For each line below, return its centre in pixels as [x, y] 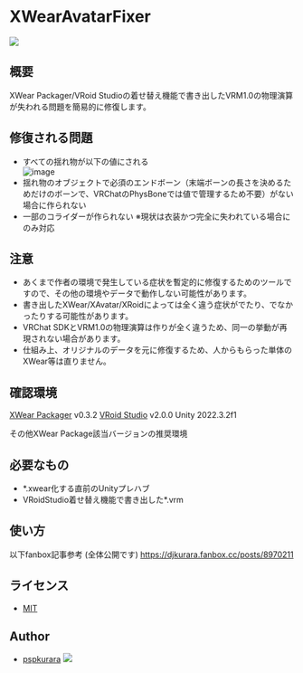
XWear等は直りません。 [66, 361]
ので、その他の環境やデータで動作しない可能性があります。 [141, 294]
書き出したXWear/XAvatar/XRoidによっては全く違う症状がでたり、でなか [158, 305]
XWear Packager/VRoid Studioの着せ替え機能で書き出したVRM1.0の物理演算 [151, 95]
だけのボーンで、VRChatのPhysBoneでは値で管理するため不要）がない [162, 194]
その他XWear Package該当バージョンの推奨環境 [99, 434]
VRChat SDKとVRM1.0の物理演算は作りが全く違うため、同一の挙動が [151, 327]
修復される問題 [51, 138]
